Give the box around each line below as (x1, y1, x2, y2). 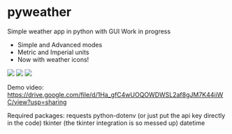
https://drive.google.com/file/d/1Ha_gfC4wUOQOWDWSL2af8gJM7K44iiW (7, 90, 224, 99)
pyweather (7, 4, 72, 20)
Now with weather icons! (17, 55, 89, 63)
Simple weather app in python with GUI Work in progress (7, 27, 171, 35)
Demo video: (7, 83, 44, 91)
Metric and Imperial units (17, 48, 89, 56)
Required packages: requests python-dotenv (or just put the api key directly (7, 111, 226, 119)
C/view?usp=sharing (7, 98, 67, 106)
